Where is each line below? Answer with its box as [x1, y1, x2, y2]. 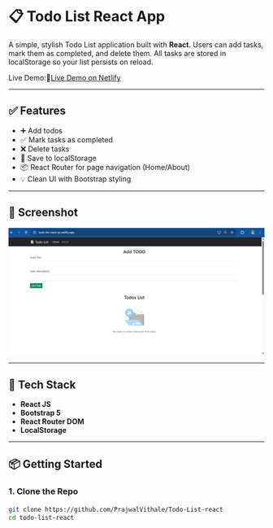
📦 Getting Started [8, 457, 103, 471]
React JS [19, 399, 51, 408]
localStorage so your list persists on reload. [8, 57, 154, 67]
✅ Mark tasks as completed [19, 134, 114, 144]
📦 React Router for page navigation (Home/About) [19, 162, 191, 172]
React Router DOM [19, 417, 84, 426]
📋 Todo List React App [8, 7, 166, 26]
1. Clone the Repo [8, 486, 79, 497]
